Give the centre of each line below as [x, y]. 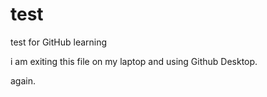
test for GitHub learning [59, 42]
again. [23, 80]
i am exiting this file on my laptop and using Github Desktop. [134, 61]
